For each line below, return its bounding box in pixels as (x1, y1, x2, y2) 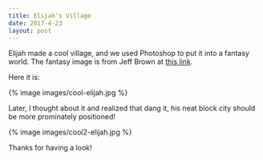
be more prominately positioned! (8, 112, 116, 122)
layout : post (8, 26, 52, 34)
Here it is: (8, 73, 40, 82)
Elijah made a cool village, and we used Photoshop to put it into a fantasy (8, 49, 250, 58)
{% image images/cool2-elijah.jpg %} (8, 127, 132, 137)
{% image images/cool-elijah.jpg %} (8, 88, 128, 98)
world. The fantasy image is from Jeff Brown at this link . (8, 57, 193, 66)
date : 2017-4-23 (8, 19, 63, 27)
